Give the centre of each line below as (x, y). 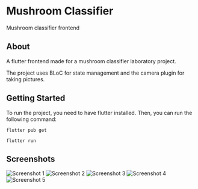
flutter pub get (26, 130)
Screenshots (31, 159)
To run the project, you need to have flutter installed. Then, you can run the (99, 113)
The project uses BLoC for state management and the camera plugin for (95, 73)
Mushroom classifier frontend (43, 28)
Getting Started (36, 98)
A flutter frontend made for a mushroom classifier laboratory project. (91, 61)
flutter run (21, 141)
